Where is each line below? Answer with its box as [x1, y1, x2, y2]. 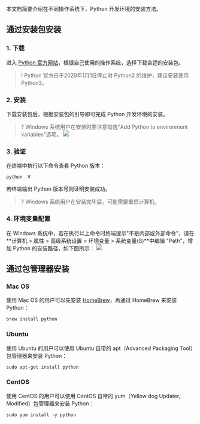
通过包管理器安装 [6, 263, 69, 274]
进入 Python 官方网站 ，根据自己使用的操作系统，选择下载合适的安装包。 [6, 59, 184, 66]
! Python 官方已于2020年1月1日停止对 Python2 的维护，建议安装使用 [20, 72, 189, 79]
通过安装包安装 [6, 25, 62, 35]
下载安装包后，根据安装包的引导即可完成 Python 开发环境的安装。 [6, 110, 169, 117]
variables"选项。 [20, 131, 62, 138]
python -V [6, 174, 31, 180]
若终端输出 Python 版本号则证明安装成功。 [6, 185, 111, 192]
